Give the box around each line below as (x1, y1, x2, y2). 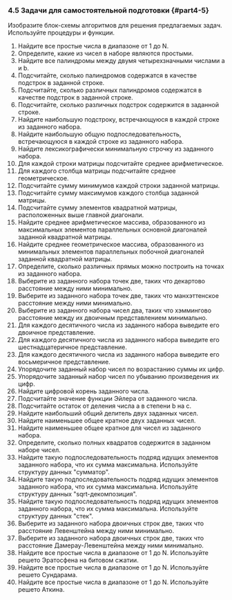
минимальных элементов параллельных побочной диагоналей (17, 247, 204, 256)
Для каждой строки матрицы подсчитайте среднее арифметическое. (17, 160, 224, 168)
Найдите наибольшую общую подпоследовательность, (17, 130, 182, 138)
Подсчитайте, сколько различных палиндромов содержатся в (17, 86, 202, 95)
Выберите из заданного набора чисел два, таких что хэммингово (17, 306, 212, 315)
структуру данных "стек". (17, 512, 94, 521)
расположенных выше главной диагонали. (17, 211, 144, 219)
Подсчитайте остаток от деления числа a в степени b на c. (17, 402, 192, 410)
